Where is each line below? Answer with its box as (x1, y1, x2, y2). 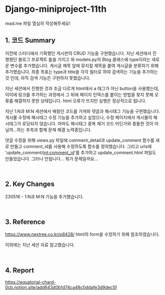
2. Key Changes (5, 180, 55, 188)
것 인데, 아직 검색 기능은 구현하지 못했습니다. (5, 75, 91, 81)
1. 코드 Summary (5, 36, 56, 45)
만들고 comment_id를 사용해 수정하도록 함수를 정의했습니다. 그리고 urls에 (10, 143, 152, 149)
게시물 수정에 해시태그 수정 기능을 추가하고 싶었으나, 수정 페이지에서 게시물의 (5, 114, 153, 120)
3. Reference (5, 218, 45, 226)
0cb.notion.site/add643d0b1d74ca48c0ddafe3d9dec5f (5, 285, 117, 291)
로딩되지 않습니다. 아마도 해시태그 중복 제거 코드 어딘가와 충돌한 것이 (22, 120, 154, 126)
